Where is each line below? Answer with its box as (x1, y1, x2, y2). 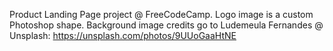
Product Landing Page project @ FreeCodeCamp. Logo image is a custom (9, 9, 314, 20)
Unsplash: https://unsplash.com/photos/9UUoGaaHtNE (9, 30, 237, 41)
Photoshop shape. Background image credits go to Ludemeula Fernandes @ (9, 19, 324, 31)
